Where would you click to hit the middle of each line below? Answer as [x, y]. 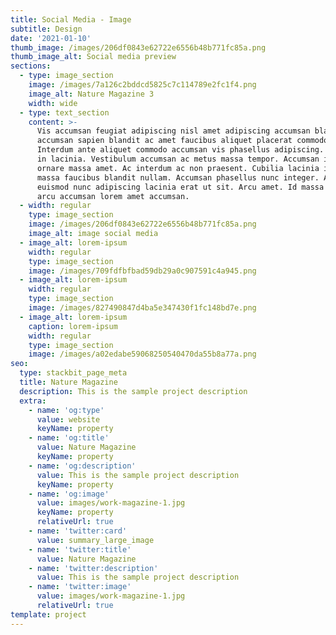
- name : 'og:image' [69, 494]
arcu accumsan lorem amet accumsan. [113, 196]
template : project [48, 614]
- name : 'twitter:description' [93, 568]
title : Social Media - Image [71, 19]
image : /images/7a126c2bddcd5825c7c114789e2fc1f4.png [142, 85]
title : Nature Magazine [68, 382]
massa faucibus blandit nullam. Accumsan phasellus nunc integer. [178, 177]
